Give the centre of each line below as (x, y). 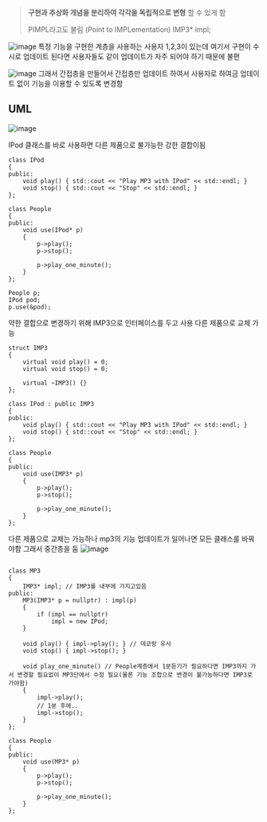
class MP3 (25, 571)
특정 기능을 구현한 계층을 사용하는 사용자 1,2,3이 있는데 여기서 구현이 (145, 46)
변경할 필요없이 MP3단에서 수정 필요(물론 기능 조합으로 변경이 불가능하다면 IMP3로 (135, 675)
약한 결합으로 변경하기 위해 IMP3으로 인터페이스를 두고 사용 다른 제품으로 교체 (130, 322)
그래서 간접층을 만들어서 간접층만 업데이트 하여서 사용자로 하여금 (139, 74)
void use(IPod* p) (53, 230)
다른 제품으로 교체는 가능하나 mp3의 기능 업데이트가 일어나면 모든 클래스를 (124, 538)
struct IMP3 (28, 348)
